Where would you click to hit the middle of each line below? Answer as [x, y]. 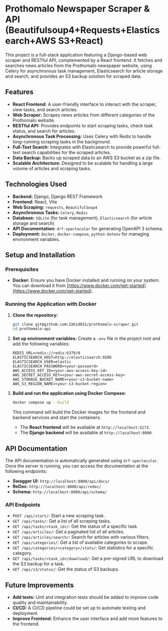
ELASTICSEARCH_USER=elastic [42, 362]
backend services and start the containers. [57, 417]
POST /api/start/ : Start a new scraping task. [59, 516]
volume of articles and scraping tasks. [52, 168]
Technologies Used [36, 184]
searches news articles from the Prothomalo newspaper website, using [78, 65]
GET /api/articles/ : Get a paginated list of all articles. [68, 532]
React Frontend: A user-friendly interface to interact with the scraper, [85, 104]
